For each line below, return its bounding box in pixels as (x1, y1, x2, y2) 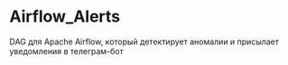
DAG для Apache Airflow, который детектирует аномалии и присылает (9, 36, 280, 47)
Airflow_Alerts (9, 6, 121, 27)
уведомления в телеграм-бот (9, 45, 124, 56)
